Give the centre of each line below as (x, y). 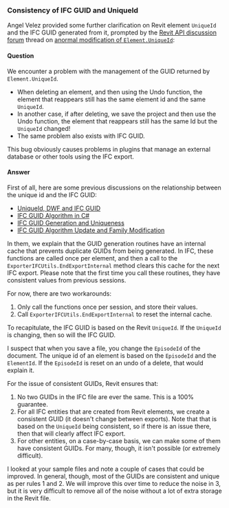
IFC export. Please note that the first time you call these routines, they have (114, 273)
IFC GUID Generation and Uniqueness (71, 223)
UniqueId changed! (44, 128)
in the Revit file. (29, 498)
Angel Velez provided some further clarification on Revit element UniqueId (112, 26)
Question (21, 55)
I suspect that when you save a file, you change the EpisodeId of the (104, 348)
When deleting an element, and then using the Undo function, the (110, 92)
